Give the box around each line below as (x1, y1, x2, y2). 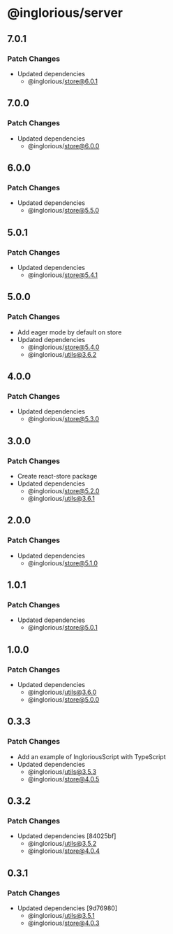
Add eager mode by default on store (17, 327, 122, 337)
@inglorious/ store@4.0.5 (27, 774, 100, 783)
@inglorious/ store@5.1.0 (27, 558, 98, 567)
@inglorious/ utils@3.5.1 (27, 912, 96, 920)
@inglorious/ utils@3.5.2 (27, 840, 97, 848)
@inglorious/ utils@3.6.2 (27, 350, 97, 358)
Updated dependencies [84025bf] (17, 832, 116, 840)
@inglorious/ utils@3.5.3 (27, 767, 97, 776)
